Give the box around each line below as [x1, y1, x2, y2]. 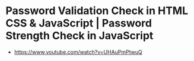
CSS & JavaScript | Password [5, 16, 152, 30]
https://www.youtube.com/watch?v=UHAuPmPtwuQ [14, 48, 143, 55]
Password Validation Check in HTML [5, 4, 189, 18]
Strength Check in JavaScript [5, 29, 154, 42]
